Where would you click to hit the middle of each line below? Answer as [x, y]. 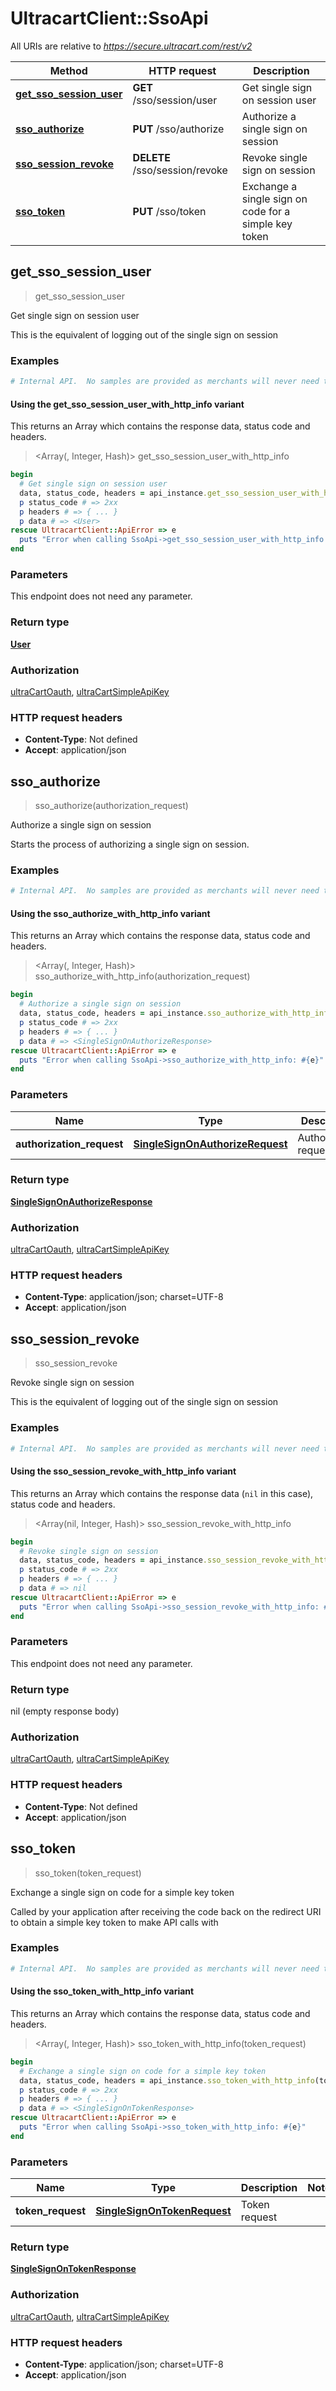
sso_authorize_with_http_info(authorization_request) [142, 976]
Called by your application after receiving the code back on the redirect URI [166, 1911]
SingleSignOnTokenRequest [163, 2211]
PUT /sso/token [169, 211]
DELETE [152, 157]
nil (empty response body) [65, 1711]
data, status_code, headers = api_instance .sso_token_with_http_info [167, 2080]
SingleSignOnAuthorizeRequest [210, 1144]
